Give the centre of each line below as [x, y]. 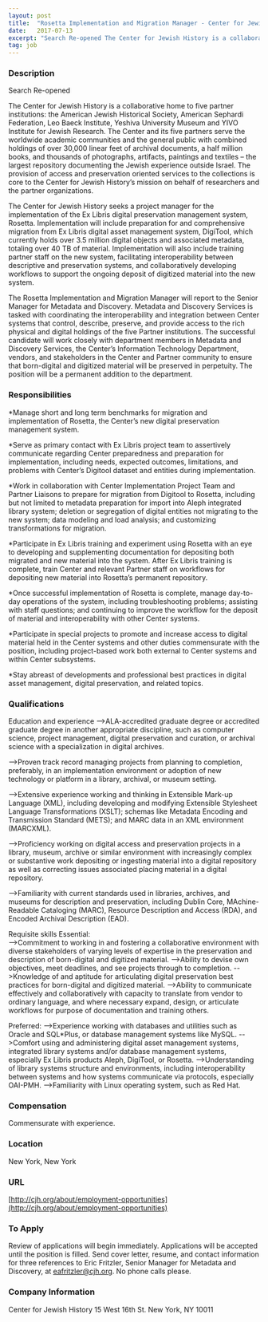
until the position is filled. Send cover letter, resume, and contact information [134, 1254]
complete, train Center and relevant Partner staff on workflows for [117, 569]
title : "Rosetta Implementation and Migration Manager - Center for [126, 23]
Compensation [37, 1106]
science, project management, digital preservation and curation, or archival [132, 738]
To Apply [26, 1228]
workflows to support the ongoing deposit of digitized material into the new [132, 274]
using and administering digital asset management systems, [140, 1043]
